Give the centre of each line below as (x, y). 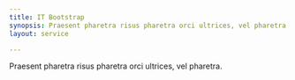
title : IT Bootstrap (47, 17)
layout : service (39, 33)
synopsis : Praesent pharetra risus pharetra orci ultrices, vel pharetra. (150, 25)
